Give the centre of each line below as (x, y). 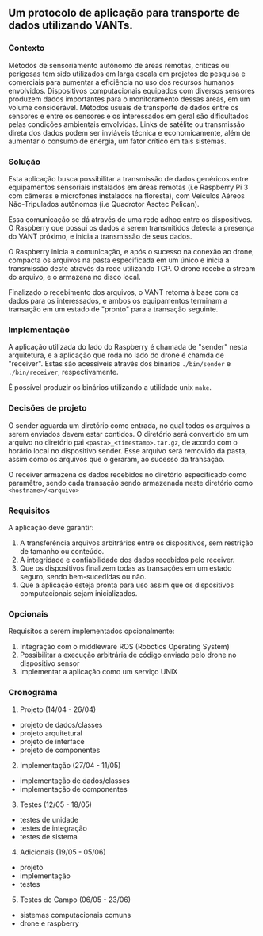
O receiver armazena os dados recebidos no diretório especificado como (128, 474)
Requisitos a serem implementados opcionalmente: (91, 631)
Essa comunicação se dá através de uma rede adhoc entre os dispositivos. (130, 219)
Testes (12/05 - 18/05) (56, 804)
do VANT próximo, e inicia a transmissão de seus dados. (100, 236)
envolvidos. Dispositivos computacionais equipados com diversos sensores (131, 90)
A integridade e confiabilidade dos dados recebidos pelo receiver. (127, 560)
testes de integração (53, 828)
